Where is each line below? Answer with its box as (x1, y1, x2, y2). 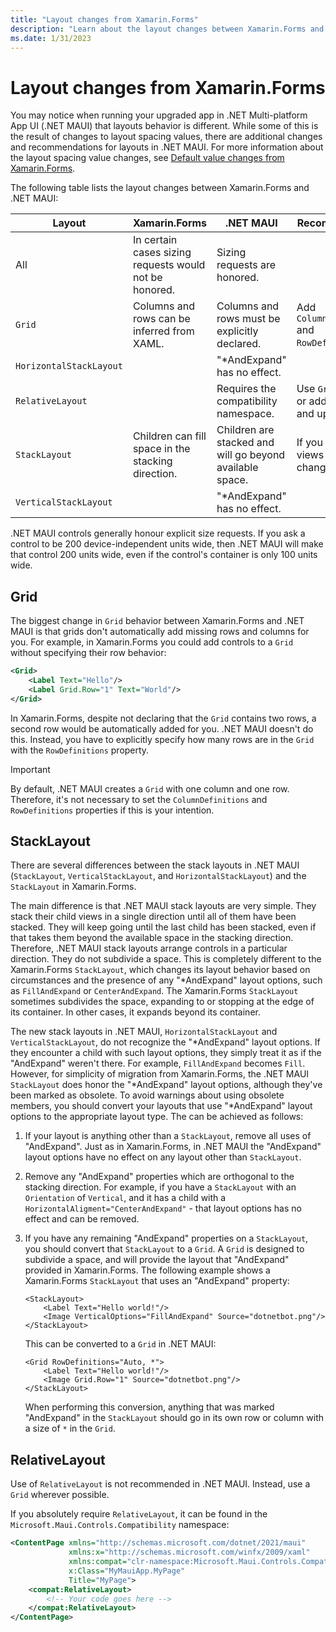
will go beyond (216, 448, 286, 462)
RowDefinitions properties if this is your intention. (10, 804, 215, 816)
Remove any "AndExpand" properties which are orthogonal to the (24, 1171, 295, 1183)
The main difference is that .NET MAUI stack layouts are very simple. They (10, 900, 317, 912)
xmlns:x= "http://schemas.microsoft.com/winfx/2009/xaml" (68, 1547, 311, 1558)
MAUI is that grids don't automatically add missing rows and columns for (10, 626, 310, 638)
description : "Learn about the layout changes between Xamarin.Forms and (10, 24, 325, 34)
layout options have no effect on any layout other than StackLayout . (24, 1151, 302, 1163)
